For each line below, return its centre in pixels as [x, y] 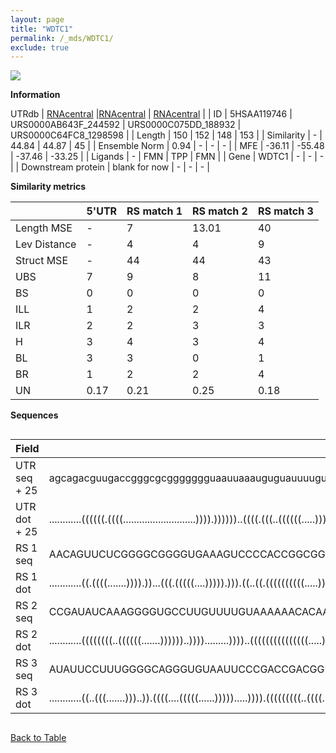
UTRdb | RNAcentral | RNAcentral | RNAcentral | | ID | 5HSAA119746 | [151, 114]
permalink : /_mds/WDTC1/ [62, 38]
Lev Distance [46, 244]
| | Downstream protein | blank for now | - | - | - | [110, 167]
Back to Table [38, 738]
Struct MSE [41, 261]
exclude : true [40, 47]
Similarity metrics [48, 187]
